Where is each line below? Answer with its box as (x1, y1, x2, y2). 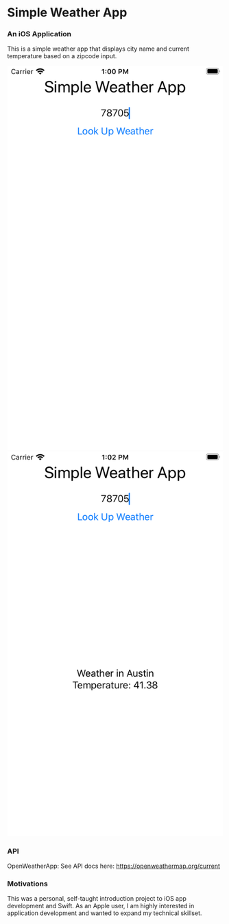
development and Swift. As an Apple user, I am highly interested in (7, 902, 195, 910)
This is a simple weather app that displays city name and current (7, 45, 190, 53)
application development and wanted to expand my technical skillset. (7, 909, 202, 917)
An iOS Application (7, 29, 72, 39)
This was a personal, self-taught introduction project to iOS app (7, 895, 187, 903)
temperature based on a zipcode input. (7, 52, 117, 60)
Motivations (7, 879, 48, 888)
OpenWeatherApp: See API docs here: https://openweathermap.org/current (7, 862, 221, 870)
